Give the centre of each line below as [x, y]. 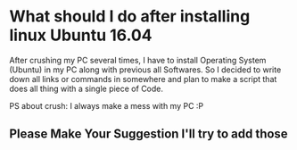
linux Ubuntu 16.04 [81, 35]
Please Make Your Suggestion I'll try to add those [148, 134]
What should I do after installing [130, 17]
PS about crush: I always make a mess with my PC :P [107, 105]
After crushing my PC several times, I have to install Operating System [138, 60]
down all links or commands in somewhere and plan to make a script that [143, 79]
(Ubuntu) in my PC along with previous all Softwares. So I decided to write [145, 70]
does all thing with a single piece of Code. [86, 88]
